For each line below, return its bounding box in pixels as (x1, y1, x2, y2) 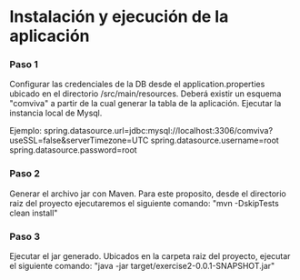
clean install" (9, 207, 58, 218)
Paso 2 (9, 167, 41, 180)
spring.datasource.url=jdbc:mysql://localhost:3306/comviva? (44, 125, 274, 136)
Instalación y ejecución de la (9, 6, 229, 27)
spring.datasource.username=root (150, 135, 279, 146)
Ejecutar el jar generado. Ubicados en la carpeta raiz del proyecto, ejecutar (9, 251, 291, 262)
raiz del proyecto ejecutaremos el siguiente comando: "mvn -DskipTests (9, 197, 279, 208)
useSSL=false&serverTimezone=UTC (9, 135, 149, 146)
